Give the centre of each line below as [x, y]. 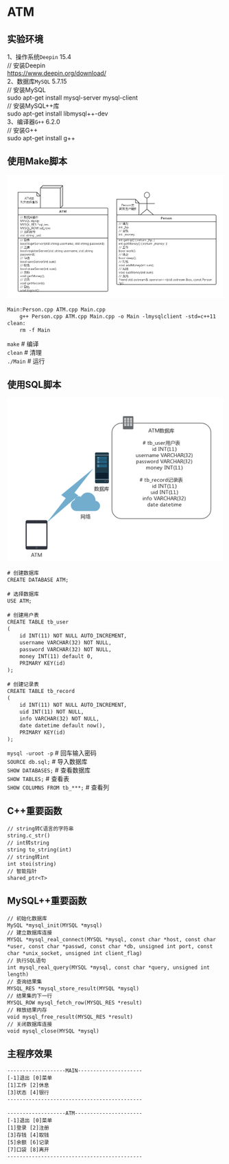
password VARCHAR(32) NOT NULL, [65, 649]
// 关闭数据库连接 [30, 1024]
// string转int [28, 857]
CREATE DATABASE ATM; [38, 580]
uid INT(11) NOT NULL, [52, 712]
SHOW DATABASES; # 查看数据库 [49, 770]
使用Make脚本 [37, 161]
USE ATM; [20, 601]
